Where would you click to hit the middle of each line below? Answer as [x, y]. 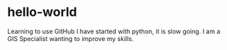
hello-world [42, 12]
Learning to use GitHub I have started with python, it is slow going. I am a [114, 31]
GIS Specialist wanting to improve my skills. [71, 38]
